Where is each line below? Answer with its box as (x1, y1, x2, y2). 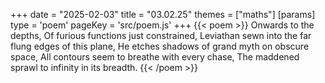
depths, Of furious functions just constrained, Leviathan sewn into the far (10, 30, 312, 41)
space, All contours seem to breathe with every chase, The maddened (10, 51, 300, 63)
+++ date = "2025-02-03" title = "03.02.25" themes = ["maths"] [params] (10, 9, 316, 20)
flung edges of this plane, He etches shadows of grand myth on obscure (10, 40, 310, 52)
